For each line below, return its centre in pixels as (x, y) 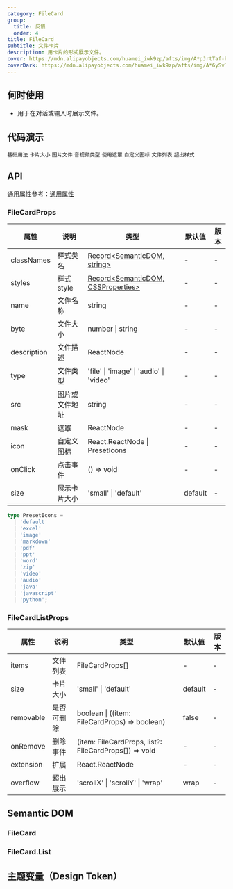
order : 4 (26, 33)
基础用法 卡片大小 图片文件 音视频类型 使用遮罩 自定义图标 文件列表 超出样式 (101, 155)
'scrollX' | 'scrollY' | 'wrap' (120, 783)
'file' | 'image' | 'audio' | (126, 371)
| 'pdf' (25, 548)
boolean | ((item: (104, 713)
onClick (23, 470)
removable (28, 717)
